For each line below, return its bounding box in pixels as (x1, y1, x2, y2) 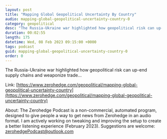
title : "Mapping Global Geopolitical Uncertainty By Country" (5, 12, 137, 17)
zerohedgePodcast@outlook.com (5, 129, 74, 135)
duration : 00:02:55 (5, 30, 46, 35)
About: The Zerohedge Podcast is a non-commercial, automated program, (5, 107, 157, 113)
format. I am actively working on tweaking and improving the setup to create (5, 118, 162, 124)
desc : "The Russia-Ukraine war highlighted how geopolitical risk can (5, 26, 155, 31)
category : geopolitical (5, 21, 55, 26)
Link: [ (5, 82, 18, 88)
